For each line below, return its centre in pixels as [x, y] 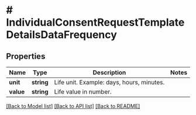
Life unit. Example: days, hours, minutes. [109, 82]
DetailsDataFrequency [61, 35]
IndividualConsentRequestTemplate [95, 22]
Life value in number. [83, 92]
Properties [26, 56]
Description [109, 72]
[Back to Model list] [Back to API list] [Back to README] [73, 106]
